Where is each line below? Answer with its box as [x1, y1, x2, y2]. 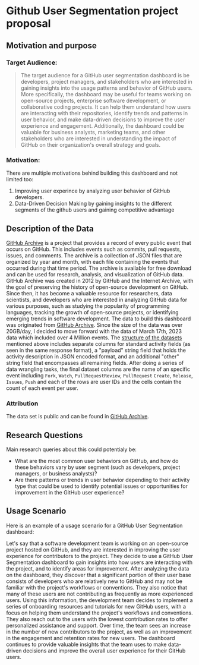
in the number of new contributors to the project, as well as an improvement [6, 628, 192, 635]
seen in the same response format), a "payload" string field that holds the [6, 346, 186, 354]
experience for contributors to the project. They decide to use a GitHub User [6, 552, 194, 559]
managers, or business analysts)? [14, 470, 97, 477]
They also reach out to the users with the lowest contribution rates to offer [6, 615, 188, 622]
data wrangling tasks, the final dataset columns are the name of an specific [6, 365, 190, 373]
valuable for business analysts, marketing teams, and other [20, 128, 166, 135]
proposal [6, 17, 51, 30]
